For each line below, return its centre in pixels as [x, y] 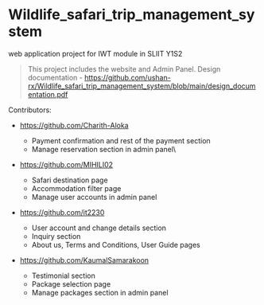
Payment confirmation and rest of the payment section [121, 140]
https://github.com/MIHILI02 [66, 164]
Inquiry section [56, 236]
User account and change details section [99, 228]
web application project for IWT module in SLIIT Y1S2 [95, 53]
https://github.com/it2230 [62, 212]
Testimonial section [63, 276]
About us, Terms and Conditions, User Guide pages [116, 244]
